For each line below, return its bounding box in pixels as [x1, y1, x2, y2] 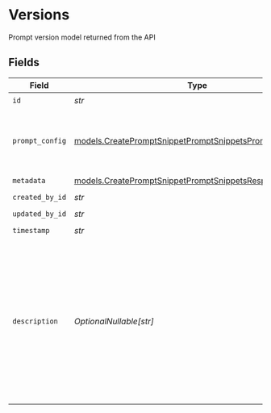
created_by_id [12, 193, 67, 202]
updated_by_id [12, 210, 67, 219]
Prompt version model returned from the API [8, 32, 156, 42]
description [12, 316, 59, 326]
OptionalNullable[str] [73, 315, 155, 327]
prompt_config [12, 136, 67, 145]
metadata [12, 176, 46, 186]
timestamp [12, 226, 50, 236]
